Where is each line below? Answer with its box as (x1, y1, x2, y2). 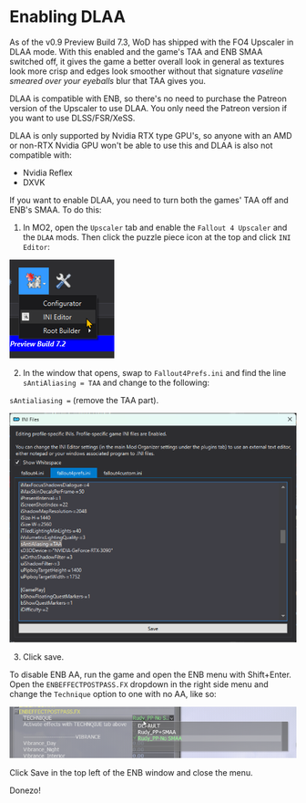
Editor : (22, 241, 50, 252)
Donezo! (9, 785, 41, 796)
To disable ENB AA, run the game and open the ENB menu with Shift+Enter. (9, 669, 291, 680)
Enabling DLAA (9, 6, 126, 27)
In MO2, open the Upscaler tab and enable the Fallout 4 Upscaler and (22, 222, 288, 233)
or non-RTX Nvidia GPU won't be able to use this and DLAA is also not (9, 140, 273, 151)
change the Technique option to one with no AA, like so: (9, 688, 217, 699)
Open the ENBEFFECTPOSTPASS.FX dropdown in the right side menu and (9, 678, 269, 690)
